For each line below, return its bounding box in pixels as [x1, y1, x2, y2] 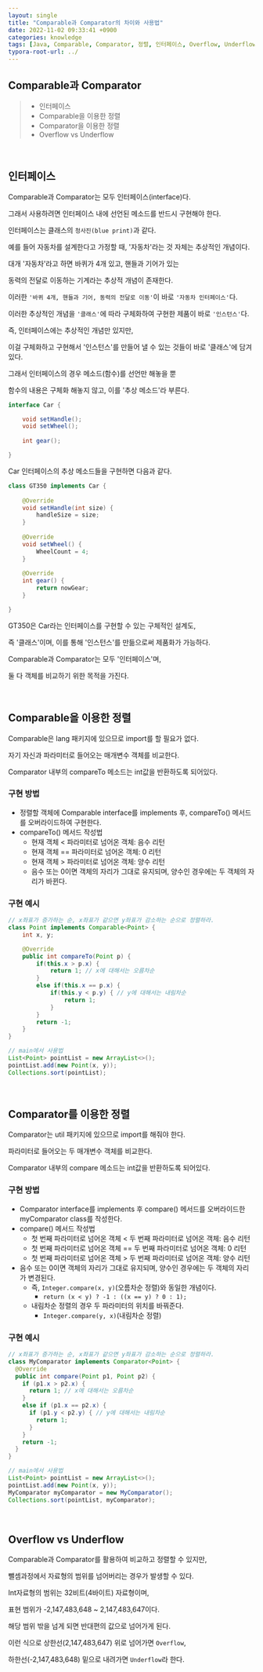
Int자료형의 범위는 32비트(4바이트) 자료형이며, [8, 1588, 150, 1597]
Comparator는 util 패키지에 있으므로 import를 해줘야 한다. [8, 1130, 186, 1139]
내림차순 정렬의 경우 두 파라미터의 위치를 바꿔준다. [31, 1301, 184, 1310]
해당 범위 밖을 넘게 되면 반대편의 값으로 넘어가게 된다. [8, 1622, 171, 1631]
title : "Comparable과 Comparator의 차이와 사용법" [8, 19, 164, 27]
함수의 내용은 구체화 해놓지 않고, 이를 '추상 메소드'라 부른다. [8, 385, 189, 395]
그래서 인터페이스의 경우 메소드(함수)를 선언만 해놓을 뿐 [8, 368, 176, 378]
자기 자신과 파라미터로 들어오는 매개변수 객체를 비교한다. [8, 750, 180, 760]
